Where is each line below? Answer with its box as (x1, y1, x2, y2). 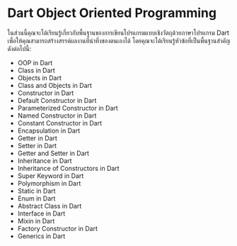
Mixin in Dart (17, 216, 55, 225)
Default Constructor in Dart (17, 96, 97, 104)
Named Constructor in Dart (17, 111, 97, 120)
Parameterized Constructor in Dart (17, 104, 118, 112)
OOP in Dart (17, 58, 53, 67)
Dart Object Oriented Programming (7, 5, 217, 21)
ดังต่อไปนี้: (7, 44, 32, 52)
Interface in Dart (17, 209, 66, 218)
